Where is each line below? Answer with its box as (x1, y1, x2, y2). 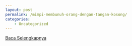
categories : (5, 16, 30, 21)
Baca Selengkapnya (5, 35, 47, 41)
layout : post (5, 7, 33, 12)
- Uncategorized (14, 21, 49, 26)
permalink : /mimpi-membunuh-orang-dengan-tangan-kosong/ (5, 12, 127, 17)
